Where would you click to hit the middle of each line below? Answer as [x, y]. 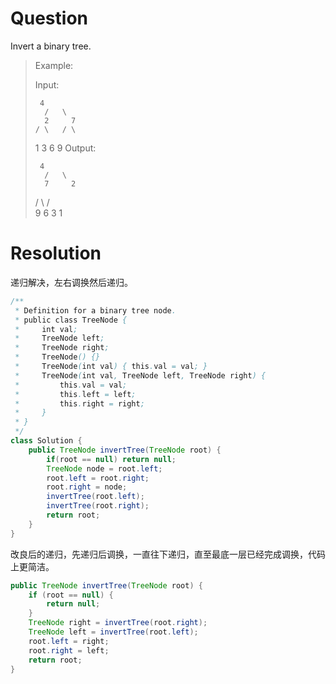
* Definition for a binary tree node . [95, 310]
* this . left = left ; [75, 394]
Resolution [56, 253]
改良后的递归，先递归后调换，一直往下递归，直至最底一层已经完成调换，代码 [168, 554]
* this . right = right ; [79, 403]
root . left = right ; [69, 641]
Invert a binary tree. [51, 46]
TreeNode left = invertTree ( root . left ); [113, 632]
